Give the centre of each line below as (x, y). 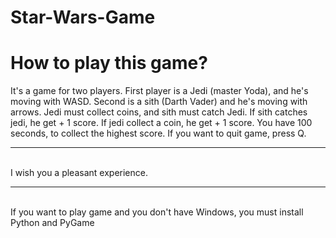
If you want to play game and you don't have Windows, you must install (157, 212)
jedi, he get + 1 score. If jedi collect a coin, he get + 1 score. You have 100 (161, 123)
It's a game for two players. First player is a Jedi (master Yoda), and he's (159, 91)
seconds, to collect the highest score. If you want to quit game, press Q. (158, 133)
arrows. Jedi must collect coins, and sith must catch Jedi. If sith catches (159, 112)
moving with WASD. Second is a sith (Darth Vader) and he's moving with (159, 102)
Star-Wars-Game (83, 17)
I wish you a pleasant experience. (79, 173)
